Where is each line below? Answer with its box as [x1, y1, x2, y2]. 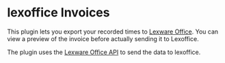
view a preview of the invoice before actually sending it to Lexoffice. [7, 34, 200, 42]
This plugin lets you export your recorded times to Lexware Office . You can [7, 27, 219, 36]
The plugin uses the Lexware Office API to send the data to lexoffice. [7, 48, 201, 56]
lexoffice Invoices [7, 5, 110, 21]
